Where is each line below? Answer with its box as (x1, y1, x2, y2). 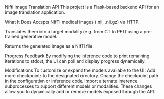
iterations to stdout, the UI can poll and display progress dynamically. (5, 58, 146, 64)
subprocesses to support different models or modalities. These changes (5, 83, 152, 89)
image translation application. (5, 9, 65, 15)
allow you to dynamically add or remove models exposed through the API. (5, 89, 156, 94)
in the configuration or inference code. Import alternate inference (5, 78, 138, 84)
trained (5, 34, 20, 39)
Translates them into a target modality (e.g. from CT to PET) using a (5, 29, 143, 34)
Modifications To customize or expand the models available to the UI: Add (5, 67, 156, 73)
